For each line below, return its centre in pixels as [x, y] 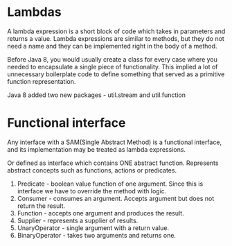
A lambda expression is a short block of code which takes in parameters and [116, 31]
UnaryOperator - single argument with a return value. [93, 228]
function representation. [42, 81]
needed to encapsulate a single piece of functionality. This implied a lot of [113, 67]
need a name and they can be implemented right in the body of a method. [112, 46]
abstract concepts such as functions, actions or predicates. [92, 170]
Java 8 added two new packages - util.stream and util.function [96, 95]
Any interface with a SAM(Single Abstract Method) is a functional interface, [115, 142]
